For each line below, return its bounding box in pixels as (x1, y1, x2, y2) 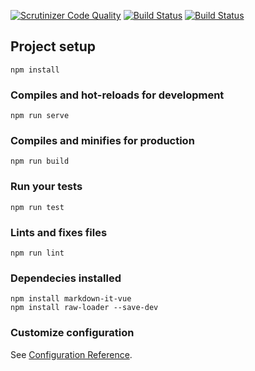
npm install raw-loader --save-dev (10, 303, 159, 313)
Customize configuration (10, 326, 135, 340)
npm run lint (10, 248, 65, 258)
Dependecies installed (10, 271, 122, 285)
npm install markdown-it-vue (10, 294, 132, 304)
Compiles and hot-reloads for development (10, 88, 225, 102)
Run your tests (10, 180, 83, 194)
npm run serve (10, 111, 70, 121)
